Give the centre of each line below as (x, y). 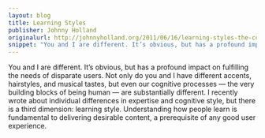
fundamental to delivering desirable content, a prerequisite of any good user (132, 117)
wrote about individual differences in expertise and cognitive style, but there (132, 101)
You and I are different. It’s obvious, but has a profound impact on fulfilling (129, 67)
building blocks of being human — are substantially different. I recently (123, 92)
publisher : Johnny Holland (52, 30)
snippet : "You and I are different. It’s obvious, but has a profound (127, 45)
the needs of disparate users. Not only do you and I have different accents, (130, 76)
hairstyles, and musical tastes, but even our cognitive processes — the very (131, 84)
